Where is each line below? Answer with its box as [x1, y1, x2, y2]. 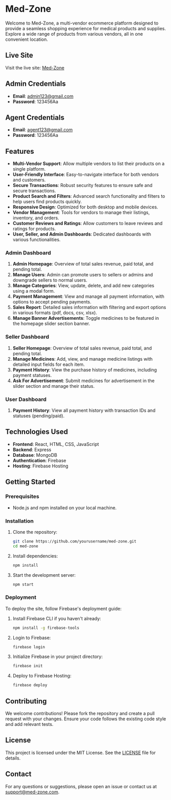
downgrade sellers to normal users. [12, 277, 88, 284]
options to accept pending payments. [12, 299, 92, 305]
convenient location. [5, 36, 48, 42]
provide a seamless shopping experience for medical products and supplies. [5, 25, 166, 31]
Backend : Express [12, 446, 52, 453]
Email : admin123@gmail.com [12, 93, 74, 99]
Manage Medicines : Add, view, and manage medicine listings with [12, 356, 153, 362]
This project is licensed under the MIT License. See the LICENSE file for [5, 749, 156, 756]
